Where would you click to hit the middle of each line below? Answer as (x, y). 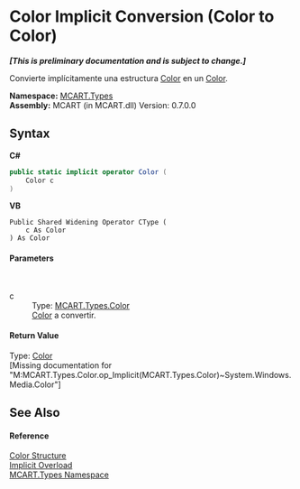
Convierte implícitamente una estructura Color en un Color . (118, 78)
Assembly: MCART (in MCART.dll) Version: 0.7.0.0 (103, 105)
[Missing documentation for (61, 365)
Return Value (34, 336)
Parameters (32, 258)
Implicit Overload (41, 466)
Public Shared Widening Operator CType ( (88, 223)
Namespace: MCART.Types (61, 96)
